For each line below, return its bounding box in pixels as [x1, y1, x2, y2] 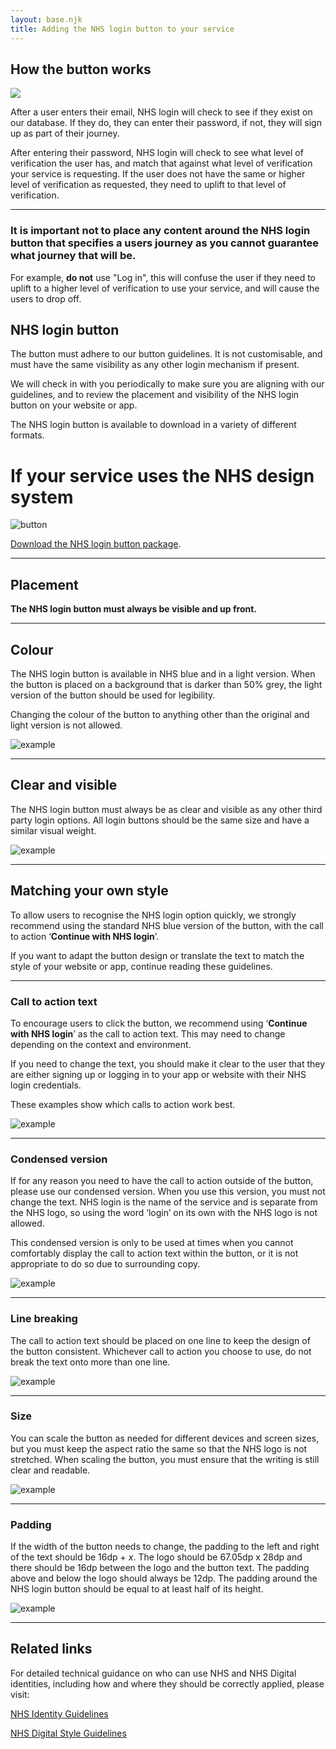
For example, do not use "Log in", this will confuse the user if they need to [10, 271, 317, 283]
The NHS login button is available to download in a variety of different [10, 419, 297, 431]
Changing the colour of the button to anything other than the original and [10, 708, 310, 720]
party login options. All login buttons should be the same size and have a [10, 814, 310, 826]
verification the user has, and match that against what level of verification [10, 157, 313, 170]
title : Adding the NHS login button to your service [10, 24, 235, 34]
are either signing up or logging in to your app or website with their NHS [10, 1068, 307, 1080]
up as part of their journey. [10, 127, 120, 140]
